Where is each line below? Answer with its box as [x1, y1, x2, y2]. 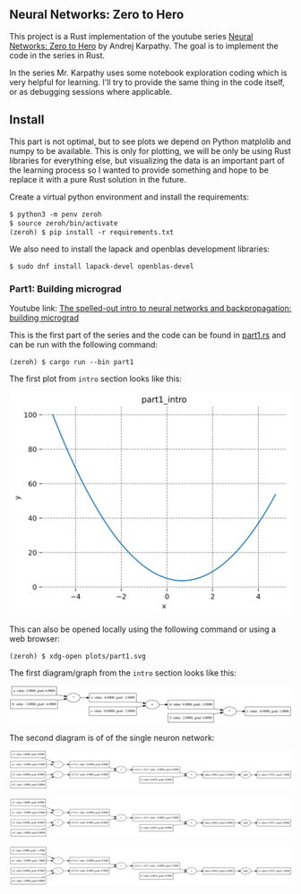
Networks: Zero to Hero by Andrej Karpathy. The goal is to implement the [9, 40, 279, 51]
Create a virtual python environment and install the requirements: [9, 192, 249, 202]
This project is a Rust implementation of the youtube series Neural [9, 30, 254, 41]
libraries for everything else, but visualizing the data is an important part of [9, 155, 285, 166]
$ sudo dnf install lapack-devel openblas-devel [9, 261, 194, 271]
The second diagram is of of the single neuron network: [9, 733, 215, 744]
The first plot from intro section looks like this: [9, 373, 182, 384]
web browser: [9, 633, 60, 643]
